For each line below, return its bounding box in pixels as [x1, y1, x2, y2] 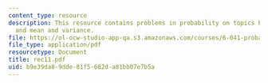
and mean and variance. [15, 26, 94, 34]
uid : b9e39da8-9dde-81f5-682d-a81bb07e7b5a [8, 63, 156, 71]
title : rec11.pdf [8, 56, 66, 64]
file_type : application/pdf [8, 41, 102, 49]
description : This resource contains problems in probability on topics [8, 19, 255, 27]
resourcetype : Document [8, 48, 88, 56]
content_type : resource [8, 11, 88, 20]
